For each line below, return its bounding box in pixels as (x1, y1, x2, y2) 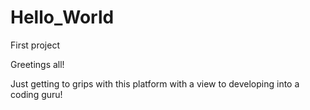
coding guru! (10, 88, 63, 100)
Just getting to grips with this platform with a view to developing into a (10, 77, 300, 90)
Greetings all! (10, 58, 65, 70)
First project (10, 39, 60, 51)
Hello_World (10, 6, 115, 29)
